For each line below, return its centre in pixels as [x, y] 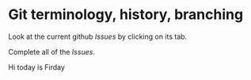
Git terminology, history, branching [126, 15]
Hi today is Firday [37, 67]
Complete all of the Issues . [51, 51]
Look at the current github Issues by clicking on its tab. [98, 36]
